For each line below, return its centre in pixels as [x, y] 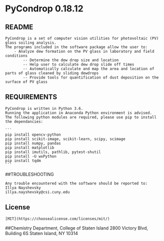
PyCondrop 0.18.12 [44, 9]
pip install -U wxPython [31, 156]
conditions [16, 56]
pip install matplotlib [30, 148]
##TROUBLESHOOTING [30, 174]
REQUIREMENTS [31, 97]
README [19, 27]
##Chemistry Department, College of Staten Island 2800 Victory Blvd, [77, 228]
